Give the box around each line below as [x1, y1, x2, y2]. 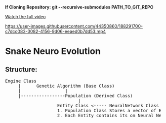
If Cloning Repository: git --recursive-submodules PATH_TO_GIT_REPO [5, 4, 154, 10]
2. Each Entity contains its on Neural [57, 113, 154, 118]
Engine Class [5, 78, 37, 84]
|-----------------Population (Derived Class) [18, 93, 133, 98]
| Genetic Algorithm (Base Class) [18, 83, 115, 89]
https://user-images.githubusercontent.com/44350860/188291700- [5, 23, 143, 29]
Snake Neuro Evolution [5, 46, 101, 57]
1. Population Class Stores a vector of [57, 108, 157, 113]
